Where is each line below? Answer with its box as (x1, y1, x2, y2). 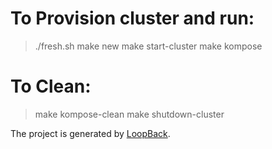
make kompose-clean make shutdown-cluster (34, 108, 225, 120)
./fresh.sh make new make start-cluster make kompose (34, 40, 263, 52)
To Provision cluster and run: (10, 7, 255, 30)
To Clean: (10, 75, 92, 98)
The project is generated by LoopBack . (10, 127, 171, 139)
